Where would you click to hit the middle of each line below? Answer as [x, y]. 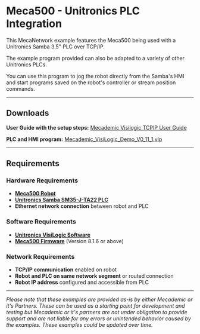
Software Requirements [41, 222]
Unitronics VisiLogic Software [52, 235]
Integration [34, 24]
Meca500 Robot [35, 194]
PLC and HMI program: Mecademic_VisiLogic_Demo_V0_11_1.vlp [84, 139]
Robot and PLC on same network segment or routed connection [94, 276]
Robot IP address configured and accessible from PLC [82, 283]
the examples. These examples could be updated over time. [79, 325]
